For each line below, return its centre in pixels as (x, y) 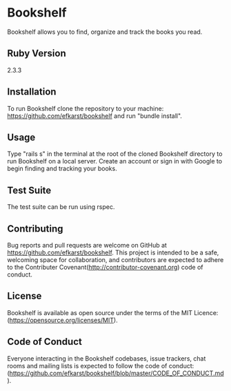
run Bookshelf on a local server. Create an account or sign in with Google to (115, 161)
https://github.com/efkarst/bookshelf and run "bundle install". (95, 116)
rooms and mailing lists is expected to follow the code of (87, 365)
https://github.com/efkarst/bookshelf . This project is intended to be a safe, (113, 252)
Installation (32, 92)
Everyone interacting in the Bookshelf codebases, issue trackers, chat (107, 358)
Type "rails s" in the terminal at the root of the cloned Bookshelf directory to (115, 154)
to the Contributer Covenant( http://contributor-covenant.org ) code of (105, 267)
